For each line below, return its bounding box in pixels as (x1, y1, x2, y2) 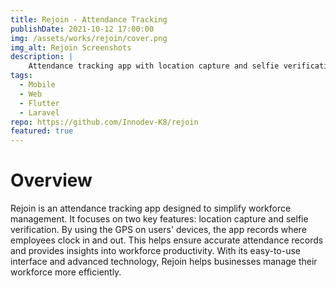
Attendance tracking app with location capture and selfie (28, 61, 280, 71)
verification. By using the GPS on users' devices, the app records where (10, 224, 307, 236)
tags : (10, 71, 33, 81)
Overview (10, 169, 93, 192)
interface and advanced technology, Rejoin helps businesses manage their (10, 256, 318, 268)
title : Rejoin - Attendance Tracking (10, 14, 168, 25)
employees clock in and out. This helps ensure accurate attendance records (10, 234, 324, 246)
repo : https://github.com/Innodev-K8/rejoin (10, 117, 199, 127)
